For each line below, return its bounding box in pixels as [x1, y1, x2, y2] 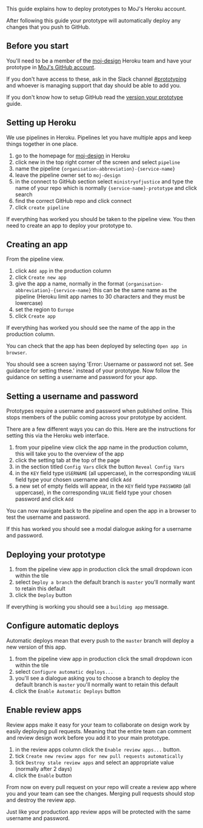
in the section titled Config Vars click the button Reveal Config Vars [15, 463, 185, 470]
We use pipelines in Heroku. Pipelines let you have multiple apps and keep [6, 134, 192, 141]
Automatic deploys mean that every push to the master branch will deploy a [6, 637, 194, 644]
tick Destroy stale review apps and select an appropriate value [15, 759, 175, 766]
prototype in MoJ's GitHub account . [6, 63, 96, 70]
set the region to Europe [15, 306, 75, 313]
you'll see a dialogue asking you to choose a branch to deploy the [15, 674, 180, 682]
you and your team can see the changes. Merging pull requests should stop [6, 790, 195, 797]
